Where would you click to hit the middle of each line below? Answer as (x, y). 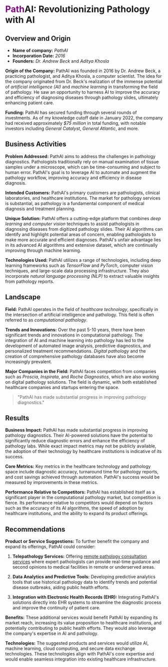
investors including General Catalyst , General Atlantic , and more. (72, 128)
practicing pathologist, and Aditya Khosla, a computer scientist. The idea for (83, 76)
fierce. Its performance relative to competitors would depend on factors (79, 503)
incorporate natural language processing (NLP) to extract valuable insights (82, 276)
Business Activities (36, 144)
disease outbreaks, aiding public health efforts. (61, 587)
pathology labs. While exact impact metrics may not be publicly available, (81, 446)
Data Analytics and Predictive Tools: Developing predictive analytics (84, 577)
